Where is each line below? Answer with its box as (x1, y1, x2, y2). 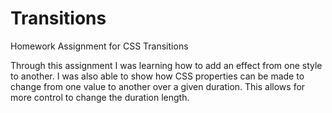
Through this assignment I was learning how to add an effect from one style (10, 59, 323, 71)
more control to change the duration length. (10, 91, 190, 103)
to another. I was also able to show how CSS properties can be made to (10, 70, 305, 82)
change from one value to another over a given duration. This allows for (10, 80, 306, 92)
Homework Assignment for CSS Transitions (10, 40, 189, 52)
